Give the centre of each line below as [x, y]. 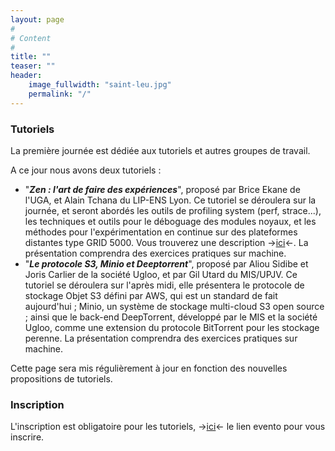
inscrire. [27, 437]
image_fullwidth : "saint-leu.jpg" [100, 85]
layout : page [37, 19]
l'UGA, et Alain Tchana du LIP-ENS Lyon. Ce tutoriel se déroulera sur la [170, 200]
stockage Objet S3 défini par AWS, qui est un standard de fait [151, 295]
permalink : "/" [60, 94]
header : [26, 76]
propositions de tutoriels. [61, 378]
